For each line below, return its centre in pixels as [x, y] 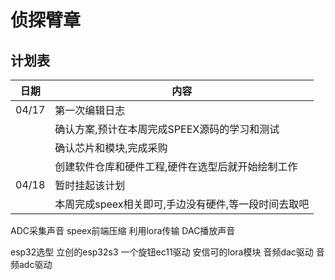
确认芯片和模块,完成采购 [111, 148]
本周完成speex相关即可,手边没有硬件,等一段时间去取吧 [182, 204]
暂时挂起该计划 [90, 185]
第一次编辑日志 [90, 110]
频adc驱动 [31, 264]
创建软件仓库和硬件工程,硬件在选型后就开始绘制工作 [176, 166]
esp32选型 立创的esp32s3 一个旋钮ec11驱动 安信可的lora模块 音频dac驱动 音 [167, 252]
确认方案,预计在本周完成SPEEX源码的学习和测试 [167, 129]
